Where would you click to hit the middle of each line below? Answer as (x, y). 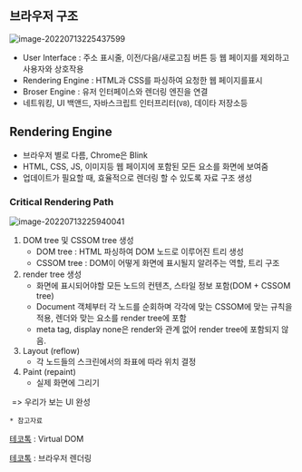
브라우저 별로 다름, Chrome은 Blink (85, 155)
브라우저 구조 (44, 16)
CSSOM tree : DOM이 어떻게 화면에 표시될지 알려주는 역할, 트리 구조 (158, 262)
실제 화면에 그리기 (68, 382)
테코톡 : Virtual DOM (47, 438)
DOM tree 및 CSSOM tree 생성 (78, 240)
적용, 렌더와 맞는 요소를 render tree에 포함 (112, 318)
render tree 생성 (52, 274)
